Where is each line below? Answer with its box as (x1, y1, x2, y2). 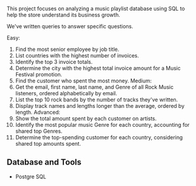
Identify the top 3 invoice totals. (15, 59, 93, 65)
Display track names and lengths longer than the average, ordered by (15, 102, 185, 109)
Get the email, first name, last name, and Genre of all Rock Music (15, 84, 174, 91)
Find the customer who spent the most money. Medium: (15, 77, 152, 84)
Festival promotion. (15, 71, 63, 78)
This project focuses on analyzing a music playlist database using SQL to (7, 5, 185, 12)
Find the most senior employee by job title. (15, 46, 120, 53)
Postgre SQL (15, 173, 47, 180)
